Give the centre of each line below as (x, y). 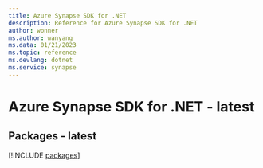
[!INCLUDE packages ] (44, 155)
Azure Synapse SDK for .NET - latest (131, 106)
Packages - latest (53, 136)
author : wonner (33, 30)
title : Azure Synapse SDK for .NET (67, 16)
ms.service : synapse (43, 68)
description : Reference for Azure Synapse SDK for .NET (103, 23)
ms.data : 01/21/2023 (43, 45)
